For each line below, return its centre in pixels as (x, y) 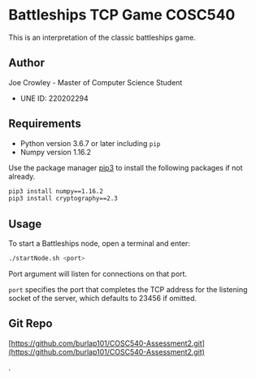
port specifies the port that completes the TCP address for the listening (128, 289)
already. (22, 176)
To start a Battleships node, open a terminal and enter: (100, 243)
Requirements (45, 124)
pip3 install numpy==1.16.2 (56, 191)
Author (26, 63)
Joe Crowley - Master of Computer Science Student (95, 82)
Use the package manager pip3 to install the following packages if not (126, 167)
